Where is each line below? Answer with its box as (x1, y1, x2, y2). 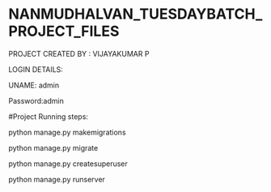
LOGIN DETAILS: (8, 64, 63, 74)
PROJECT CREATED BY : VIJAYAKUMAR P (8, 49, 150, 58)
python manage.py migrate (8, 143, 99, 152)
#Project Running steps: (8, 111, 89, 122)
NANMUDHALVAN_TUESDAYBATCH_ (8, 5, 263, 23)
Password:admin (8, 96, 65, 105)
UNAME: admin (8, 80, 60, 90)
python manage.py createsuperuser (8, 159, 128, 169)
